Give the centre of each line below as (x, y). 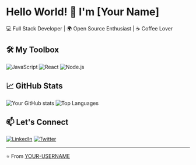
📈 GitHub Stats (34, 86)
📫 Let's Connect (37, 122)
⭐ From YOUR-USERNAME (38, 156)
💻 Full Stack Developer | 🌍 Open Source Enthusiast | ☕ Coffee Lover (90, 28)
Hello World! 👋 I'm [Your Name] (83, 12)
